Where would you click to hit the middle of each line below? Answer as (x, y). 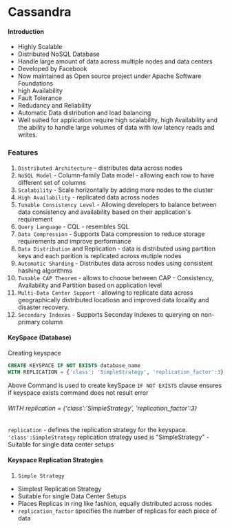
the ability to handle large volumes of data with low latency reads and (116, 128)
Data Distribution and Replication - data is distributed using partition (117, 248)
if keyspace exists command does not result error (78, 392)
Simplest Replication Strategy (60, 489)
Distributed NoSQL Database (59, 54)
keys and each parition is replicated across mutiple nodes (99, 255)
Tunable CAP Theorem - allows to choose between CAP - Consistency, (116, 277)
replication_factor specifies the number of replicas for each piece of (117, 511)
